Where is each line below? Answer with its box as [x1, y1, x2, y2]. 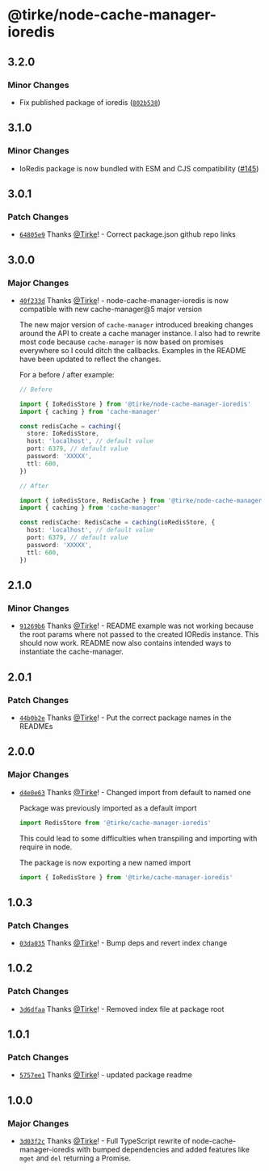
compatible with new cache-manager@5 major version [19, 304, 203, 314]
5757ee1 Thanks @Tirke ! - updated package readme [19, 1070, 193, 1080]
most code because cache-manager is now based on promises [19, 337, 224, 347]
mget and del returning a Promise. [19, 1153, 131, 1163]
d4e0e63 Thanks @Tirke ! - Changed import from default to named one [19, 787, 251, 797]
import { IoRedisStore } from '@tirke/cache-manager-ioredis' [19, 873, 233, 882]
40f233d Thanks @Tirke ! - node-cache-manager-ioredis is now [19, 295, 229, 305]
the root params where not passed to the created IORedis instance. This [19, 630, 259, 639]
